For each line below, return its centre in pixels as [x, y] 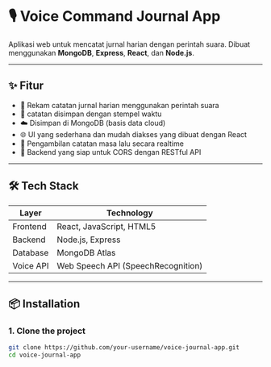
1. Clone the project [47, 331]
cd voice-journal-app [45, 355]
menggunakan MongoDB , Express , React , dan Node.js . [102, 52]
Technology [129, 213]
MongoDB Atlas [86, 252]
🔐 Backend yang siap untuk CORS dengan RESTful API [110, 152]
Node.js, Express [89, 240]
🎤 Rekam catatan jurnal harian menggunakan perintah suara [119, 105]
